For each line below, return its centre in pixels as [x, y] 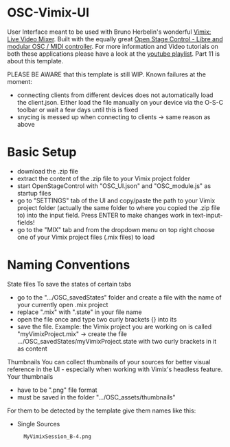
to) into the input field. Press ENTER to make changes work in [104, 215]
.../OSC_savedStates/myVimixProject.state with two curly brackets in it [117, 341]
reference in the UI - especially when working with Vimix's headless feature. [115, 369]
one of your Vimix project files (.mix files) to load [86, 237]
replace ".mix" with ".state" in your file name [79, 312]
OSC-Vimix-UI [48, 13]
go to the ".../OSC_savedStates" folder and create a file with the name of [119, 297]
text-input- [207, 215]
